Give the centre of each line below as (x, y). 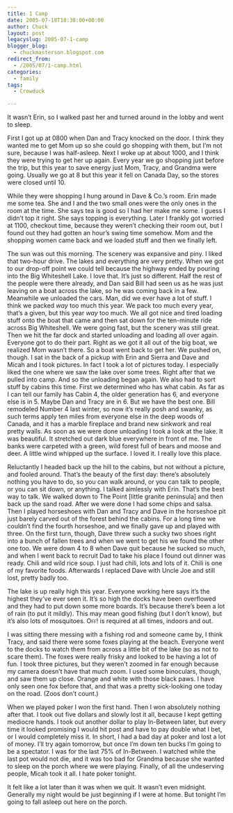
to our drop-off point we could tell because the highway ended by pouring (113, 269)
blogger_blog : (28, 46)
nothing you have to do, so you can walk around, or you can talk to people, (114, 482)
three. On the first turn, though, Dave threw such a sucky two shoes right (112, 534)
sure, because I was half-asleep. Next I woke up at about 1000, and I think (113, 153)
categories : (24, 72)
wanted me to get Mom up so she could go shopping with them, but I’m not (115, 145)
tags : (15, 85)
